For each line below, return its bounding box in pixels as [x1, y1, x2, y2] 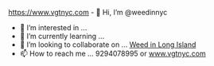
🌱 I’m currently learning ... [19, 32, 105, 41]
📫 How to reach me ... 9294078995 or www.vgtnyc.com [19, 49, 206, 58]
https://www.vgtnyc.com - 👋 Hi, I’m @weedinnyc [8, 8, 168, 17]
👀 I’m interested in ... [19, 23, 88, 32]
